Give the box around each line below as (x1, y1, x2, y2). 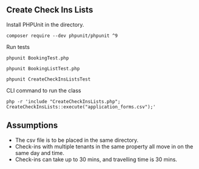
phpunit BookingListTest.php (6, 65, 80, 71)
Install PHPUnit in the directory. (6, 21, 84, 28)
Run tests (6, 43, 30, 50)
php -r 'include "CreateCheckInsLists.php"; (6, 98, 121, 105)
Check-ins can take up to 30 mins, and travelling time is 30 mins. (15, 156, 178, 163)
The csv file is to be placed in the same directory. (15, 136, 139, 144)
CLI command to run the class (6, 87, 81, 94)
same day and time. (15, 149, 65, 156)
